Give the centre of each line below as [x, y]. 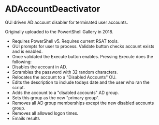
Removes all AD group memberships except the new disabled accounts [83, 103]
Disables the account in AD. [40, 67]
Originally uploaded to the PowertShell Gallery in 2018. [59, 31]
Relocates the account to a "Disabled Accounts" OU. [64, 77]
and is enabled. [27, 51]
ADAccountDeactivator [53, 9]
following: [22, 62]
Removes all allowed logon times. [45, 113]
